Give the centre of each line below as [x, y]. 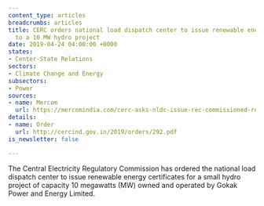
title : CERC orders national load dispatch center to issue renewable [126, 30]
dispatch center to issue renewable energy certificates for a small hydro [125, 176]
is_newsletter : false [44, 139]
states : [21, 52]
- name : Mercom [33, 103]
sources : [22, 96]
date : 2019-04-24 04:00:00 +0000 [63, 45]
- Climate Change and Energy [56, 74]
